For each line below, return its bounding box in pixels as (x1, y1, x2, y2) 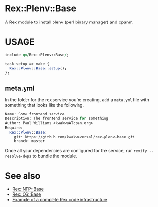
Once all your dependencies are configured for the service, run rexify (5, 148, 147, 154)
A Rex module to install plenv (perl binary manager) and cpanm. (5, 19, 134, 25)
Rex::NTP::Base (12, 186, 44, 192)
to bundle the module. (32, 153, 77, 159)
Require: (5, 125, 23, 130)
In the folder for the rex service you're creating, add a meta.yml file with (5, 97, 149, 103)
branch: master (14, 139, 45, 144)
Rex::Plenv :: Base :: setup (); (9, 66, 67, 71)
